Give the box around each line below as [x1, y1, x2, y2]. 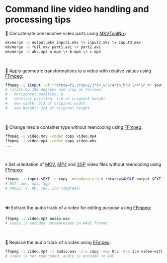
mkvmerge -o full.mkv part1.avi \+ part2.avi [5, 45, 101, 50]
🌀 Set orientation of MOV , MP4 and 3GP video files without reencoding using [5, 161, 162, 167]
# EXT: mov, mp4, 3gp [5, 181, 50, 186]
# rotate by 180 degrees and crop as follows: [5, 87, 103, 92]
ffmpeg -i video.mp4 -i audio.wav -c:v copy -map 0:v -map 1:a [5, 249, 139, 254]
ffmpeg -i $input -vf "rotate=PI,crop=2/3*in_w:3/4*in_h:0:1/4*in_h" [5, 83, 153, 88]
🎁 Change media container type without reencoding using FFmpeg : [5, 124, 143, 130]
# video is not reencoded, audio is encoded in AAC [5, 254, 114, 259]
